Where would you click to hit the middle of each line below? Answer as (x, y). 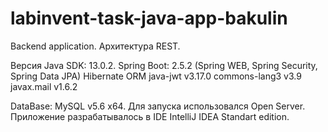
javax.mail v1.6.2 (44, 86)
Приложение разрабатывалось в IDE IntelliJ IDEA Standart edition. (150, 116)
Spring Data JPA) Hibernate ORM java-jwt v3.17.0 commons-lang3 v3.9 (156, 76)
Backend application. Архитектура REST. (95, 46)
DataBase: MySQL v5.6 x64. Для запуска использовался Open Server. (158, 106)
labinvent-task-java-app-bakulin (149, 18)
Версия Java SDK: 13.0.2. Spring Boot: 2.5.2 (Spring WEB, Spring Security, (164, 65)
